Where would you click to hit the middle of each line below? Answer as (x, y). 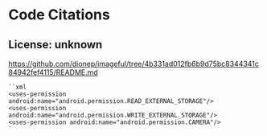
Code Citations (59, 15)
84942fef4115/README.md (53, 72)
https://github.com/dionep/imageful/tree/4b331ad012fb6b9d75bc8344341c (134, 64)
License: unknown (55, 45)
